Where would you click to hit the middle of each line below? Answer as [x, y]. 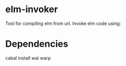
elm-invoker [32, 9]
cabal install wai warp [28, 58]
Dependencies [37, 44]
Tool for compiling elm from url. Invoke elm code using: [63, 23]
